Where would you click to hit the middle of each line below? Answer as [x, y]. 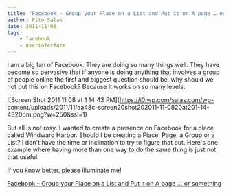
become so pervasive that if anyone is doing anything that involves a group [113, 72]
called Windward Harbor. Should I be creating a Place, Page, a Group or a [111, 135]
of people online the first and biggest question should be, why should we [110, 79]
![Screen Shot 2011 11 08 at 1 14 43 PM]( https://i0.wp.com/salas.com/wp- [111, 100]
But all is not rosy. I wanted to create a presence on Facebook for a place [111, 128]
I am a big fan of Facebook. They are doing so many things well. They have [113, 65]
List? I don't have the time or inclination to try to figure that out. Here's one [113, 142]
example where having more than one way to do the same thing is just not [112, 149]
